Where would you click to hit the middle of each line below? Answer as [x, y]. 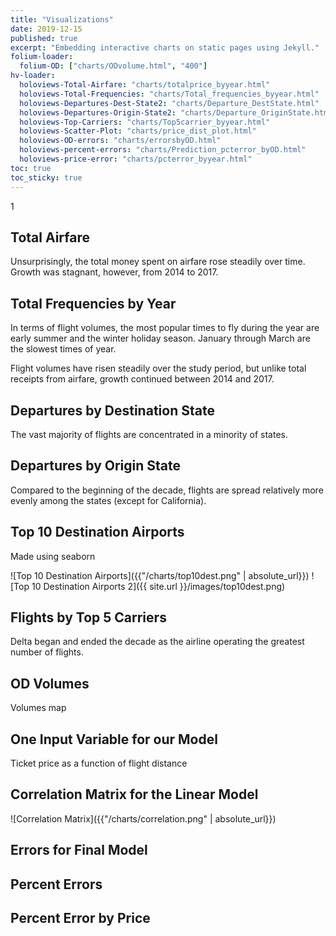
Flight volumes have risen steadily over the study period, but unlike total [158, 368]
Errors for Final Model [79, 850]
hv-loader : [33, 76]
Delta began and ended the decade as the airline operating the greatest [157, 642]
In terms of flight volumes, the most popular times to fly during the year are [165, 328]
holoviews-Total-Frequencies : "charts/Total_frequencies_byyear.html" [169, 94]
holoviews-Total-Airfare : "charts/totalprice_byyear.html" [145, 85]
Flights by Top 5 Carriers [88, 617]
